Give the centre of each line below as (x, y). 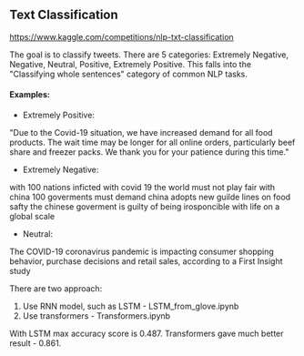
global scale (32, 217)
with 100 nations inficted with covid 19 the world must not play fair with (142, 188)
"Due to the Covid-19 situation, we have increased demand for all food (141, 133)
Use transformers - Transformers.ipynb (96, 316)
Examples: (30, 95)
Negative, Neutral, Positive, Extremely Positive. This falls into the (131, 64)
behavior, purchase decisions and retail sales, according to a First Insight (147, 261)
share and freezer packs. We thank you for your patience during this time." (149, 152)
